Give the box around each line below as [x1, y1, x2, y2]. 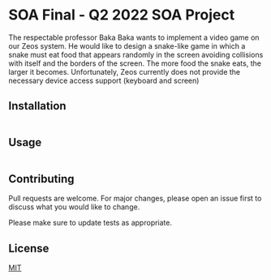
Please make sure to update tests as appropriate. [8, 218, 173, 228]
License [8, 241, 49, 255]
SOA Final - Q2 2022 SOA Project [8, 6, 235, 24]
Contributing [8, 172, 75, 186]
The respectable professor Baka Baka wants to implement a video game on [8, 32, 260, 42]
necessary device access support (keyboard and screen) [8, 75, 200, 85]
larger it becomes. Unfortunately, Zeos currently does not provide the [8, 67, 241, 76]
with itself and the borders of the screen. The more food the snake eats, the [8, 58, 262, 68]
